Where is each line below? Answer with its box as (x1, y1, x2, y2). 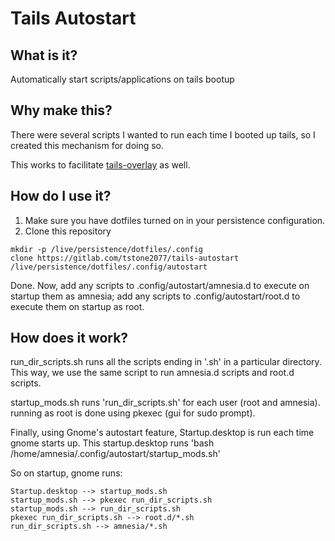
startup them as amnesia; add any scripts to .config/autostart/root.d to (10, 290, 301, 302)
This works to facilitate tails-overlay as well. (10, 158, 191, 171)
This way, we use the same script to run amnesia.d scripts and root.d (10, 367, 295, 379)
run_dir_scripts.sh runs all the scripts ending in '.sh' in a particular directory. (10, 356, 322, 368)
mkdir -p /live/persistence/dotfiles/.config (10, 244, 203, 254)
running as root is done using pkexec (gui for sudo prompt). (10, 407, 256, 419)
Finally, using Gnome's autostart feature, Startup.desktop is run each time (10, 427, 315, 439)
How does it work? (10, 330, 129, 347)
